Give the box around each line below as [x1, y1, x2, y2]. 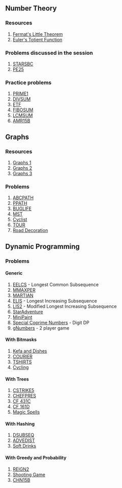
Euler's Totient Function [12, 36, 63, 42]
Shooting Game [12, 471, 46, 477]
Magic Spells [12, 409, 40, 415]
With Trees [5, 376, 29, 382]
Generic [5, 270, 23, 276]
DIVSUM [12, 96, 31, 102]
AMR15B [12, 118, 30, 124]
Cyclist [12, 217, 27, 223]
